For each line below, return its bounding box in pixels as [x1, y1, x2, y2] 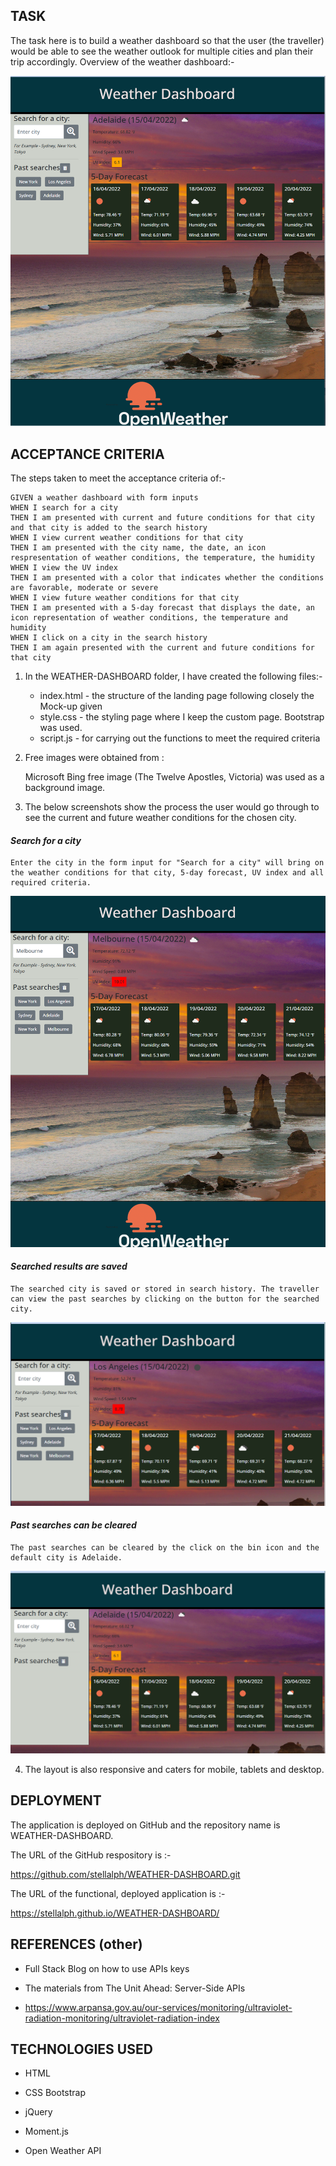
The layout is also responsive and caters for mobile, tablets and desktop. [24, 1763, 325, 1775]
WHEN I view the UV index [10, 563, 118, 573]
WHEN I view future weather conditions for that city [10, 593, 240, 603]
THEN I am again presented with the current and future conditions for [10, 643, 315, 653]
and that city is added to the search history [10, 523, 208, 533]
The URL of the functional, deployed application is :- [10, 1887, 226, 1899]
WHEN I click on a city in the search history [10, 633, 208, 643]
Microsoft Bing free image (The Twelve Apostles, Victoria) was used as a [24, 771, 325, 783]
